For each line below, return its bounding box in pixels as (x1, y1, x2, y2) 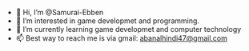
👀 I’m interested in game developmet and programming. (15, 16, 200, 25)
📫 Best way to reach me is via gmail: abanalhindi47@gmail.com (15, 33, 228, 43)
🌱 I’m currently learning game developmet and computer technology (15, 25, 242, 33)
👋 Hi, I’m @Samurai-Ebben (15, 8, 104, 17)
